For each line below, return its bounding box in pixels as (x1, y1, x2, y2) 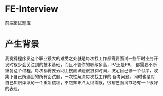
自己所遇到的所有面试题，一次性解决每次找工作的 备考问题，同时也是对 (13, 73, 155, 79)
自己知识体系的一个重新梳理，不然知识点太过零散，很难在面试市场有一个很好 (5, 80, 158, 85)
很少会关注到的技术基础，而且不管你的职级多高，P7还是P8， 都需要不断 (13, 61, 157, 67)
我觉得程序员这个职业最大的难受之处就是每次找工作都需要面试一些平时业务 (5, 55, 154, 61)
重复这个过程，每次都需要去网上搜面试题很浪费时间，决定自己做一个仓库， (5, 68, 154, 73)
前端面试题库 (5, 20, 31, 26)
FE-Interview (5, 3, 58, 14)
